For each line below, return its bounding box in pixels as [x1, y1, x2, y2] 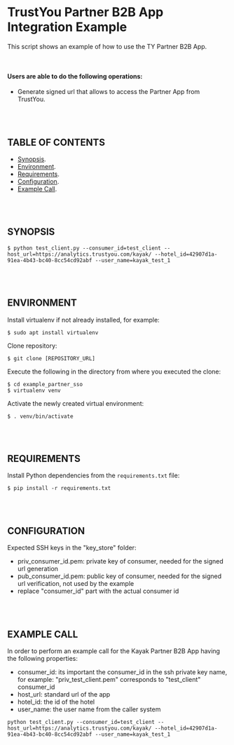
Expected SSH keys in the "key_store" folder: [7, 544, 137, 552]
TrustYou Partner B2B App [7, 4, 164, 20]
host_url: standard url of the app [17, 690, 111, 699]
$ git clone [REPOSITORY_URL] [7, 355, 96, 362]
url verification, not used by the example [17, 580, 135, 588]
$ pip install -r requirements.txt [7, 485, 111, 492]
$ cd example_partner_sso [7, 381, 83, 388]
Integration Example [7, 19, 128, 35]
